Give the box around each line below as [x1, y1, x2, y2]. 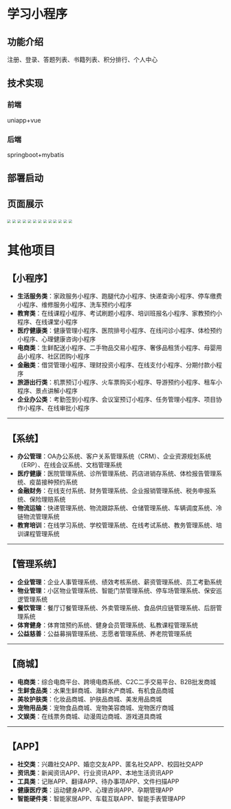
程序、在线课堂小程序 [16, 318, 78, 326]
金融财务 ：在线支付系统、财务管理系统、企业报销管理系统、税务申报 [16, 487, 210, 495]
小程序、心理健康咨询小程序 [16, 335, 96, 343]
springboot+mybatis [7, 150, 65, 158]
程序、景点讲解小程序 [16, 387, 78, 395]
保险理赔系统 [29, 495, 66, 503]
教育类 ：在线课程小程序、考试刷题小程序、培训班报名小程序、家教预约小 [16, 309, 222, 318]
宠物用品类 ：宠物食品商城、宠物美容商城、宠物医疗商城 [16, 704, 174, 712]
